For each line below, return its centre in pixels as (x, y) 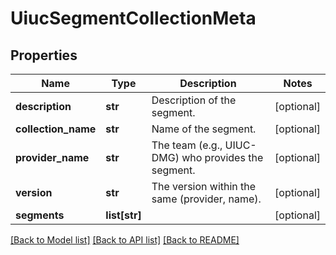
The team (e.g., (187, 145)
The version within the (204, 186)
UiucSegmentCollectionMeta (133, 18)
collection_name (56, 129)
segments (40, 215)
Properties (44, 55)
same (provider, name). (206, 199)
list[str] (123, 215)
